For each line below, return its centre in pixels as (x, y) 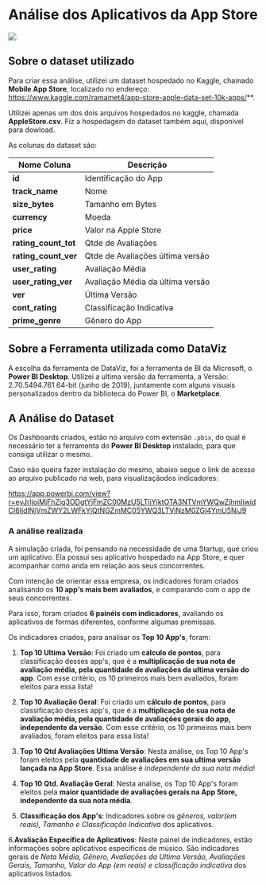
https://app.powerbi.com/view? (60, 494)
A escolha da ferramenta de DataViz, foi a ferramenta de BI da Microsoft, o (130, 368)
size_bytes (33, 204)
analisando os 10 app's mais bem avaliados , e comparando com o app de (129, 589)
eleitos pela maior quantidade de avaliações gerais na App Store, (128, 792)
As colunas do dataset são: (53, 145)
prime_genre (37, 320)
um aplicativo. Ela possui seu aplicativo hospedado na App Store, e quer (126, 557)
